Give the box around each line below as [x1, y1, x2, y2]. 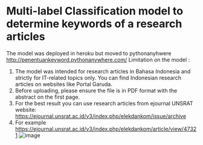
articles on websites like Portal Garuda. [14, 80, 113, 88]
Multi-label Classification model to [6, 4, 183, 18]
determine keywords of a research [6, 17, 182, 31]
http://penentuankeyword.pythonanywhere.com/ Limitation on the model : [6, 56, 190, 63]
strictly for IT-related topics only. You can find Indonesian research [14, 74, 181, 81]
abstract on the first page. [14, 93, 80, 100]
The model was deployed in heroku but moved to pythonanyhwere [6, 49, 172, 57]
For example [14, 119, 47, 126]
